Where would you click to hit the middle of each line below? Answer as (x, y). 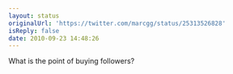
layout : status (34, 16)
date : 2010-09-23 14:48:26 (54, 38)
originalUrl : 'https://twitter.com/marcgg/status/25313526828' (117, 23)
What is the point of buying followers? (72, 61)
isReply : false (34, 31)
